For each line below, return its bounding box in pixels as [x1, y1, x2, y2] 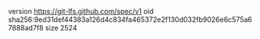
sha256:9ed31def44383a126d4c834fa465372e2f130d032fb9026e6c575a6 [8, 15, 252, 24]
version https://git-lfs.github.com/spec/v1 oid [8, 7, 154, 16]
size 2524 [45, 23, 78, 32]
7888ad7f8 [8, 23, 44, 32]
